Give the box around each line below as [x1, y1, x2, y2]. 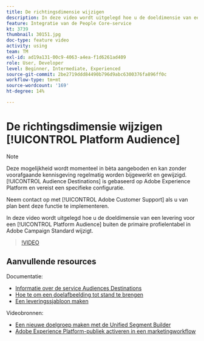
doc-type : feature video [6, 37, 69, 43]
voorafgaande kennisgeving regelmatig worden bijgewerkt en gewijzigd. [6, 171, 187, 178]
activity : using [6, 43, 47, 49]
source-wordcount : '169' [6, 83, 69, 89]
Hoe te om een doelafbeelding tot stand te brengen [15, 290, 144, 298]
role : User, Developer [6, 60, 64, 66]
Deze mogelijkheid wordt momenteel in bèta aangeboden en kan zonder [6, 164, 187, 172]
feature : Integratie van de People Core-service [6, 20, 132, 26]
